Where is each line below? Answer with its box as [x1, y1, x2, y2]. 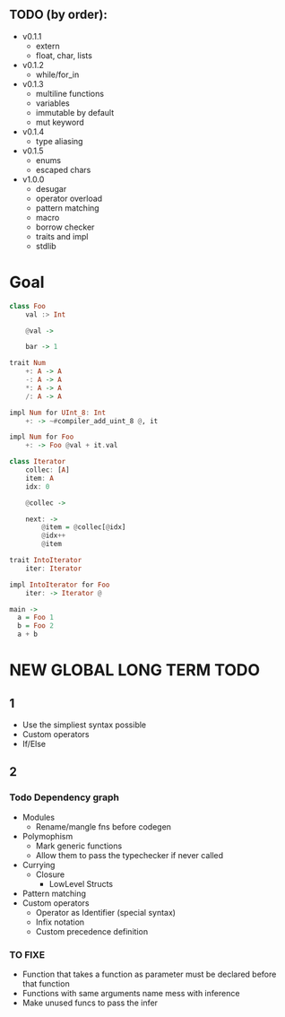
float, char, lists [35, 49, 92, 61]
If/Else [22, 739, 47, 749]
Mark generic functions [35, 840, 123, 851]
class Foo [9, 301, 47, 310]
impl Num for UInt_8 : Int [9, 408, 106, 417]
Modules [22, 812, 56, 822]
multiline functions [35, 88, 105, 99]
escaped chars [35, 164, 91, 175]
